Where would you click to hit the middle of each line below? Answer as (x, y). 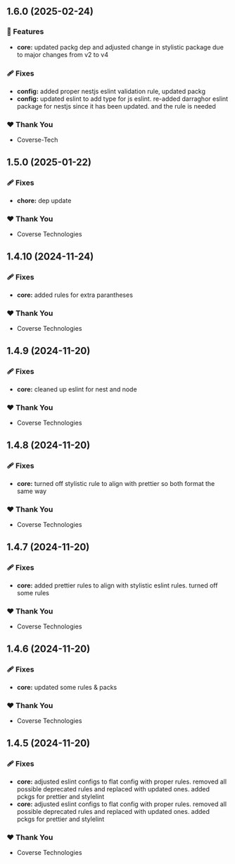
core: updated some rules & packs (67, 687)
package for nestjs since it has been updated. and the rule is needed (116, 106)
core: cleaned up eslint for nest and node (77, 389)
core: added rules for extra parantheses (75, 295)
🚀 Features (25, 32)
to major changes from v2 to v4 (63, 54)
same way (32, 491)
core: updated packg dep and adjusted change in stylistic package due (120, 47)
